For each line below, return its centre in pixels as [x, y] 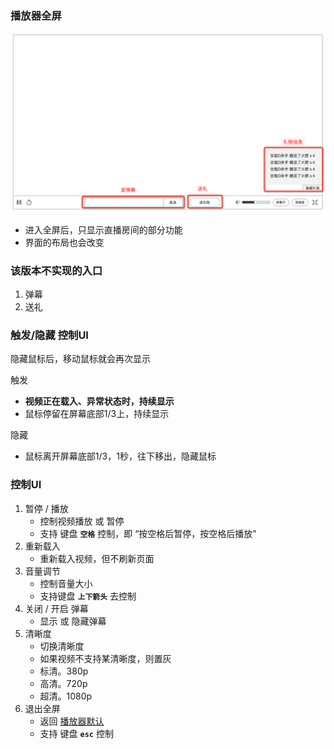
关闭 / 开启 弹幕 [56, 608]
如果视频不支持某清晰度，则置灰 [105, 658]
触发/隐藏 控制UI [49, 335]
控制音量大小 [66, 583]
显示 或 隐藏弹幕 [73, 621]
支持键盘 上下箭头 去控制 [88, 596]
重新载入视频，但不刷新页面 [97, 558]
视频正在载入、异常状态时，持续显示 [99, 401]
